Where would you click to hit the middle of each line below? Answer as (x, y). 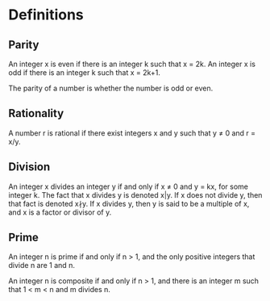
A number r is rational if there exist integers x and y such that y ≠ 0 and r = (132, 133)
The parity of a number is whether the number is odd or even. (111, 88)
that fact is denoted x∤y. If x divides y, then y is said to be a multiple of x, (129, 203)
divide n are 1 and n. (42, 265)
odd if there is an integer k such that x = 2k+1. (85, 73)
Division (29, 167)
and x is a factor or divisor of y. (60, 212)
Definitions (46, 15)
